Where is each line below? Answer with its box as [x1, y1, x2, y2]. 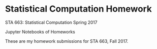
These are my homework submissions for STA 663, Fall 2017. [5, 38, 128, 44]
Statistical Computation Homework [5, 3, 152, 15]
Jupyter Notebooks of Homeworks [5, 29, 75, 34]
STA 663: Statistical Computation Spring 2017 [5, 19, 97, 25]
